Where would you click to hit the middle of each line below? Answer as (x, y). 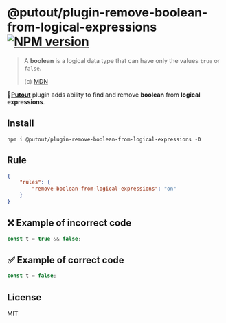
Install (21, 124)
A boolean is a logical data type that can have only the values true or (122, 60)
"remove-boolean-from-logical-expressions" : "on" (104, 189)
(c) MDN (36, 81)
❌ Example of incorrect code (69, 223)
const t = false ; (32, 276)
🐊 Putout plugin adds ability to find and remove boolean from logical (104, 95)
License (24, 297)
